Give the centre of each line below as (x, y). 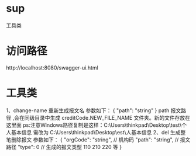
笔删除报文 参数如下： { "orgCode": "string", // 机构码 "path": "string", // (92, 140)
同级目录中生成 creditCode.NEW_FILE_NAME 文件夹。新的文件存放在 (107, 117)
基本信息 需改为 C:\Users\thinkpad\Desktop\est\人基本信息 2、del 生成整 (98, 132)
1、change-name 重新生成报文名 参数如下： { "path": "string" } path (88, 110)
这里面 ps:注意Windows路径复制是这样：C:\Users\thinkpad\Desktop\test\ (94, 125)
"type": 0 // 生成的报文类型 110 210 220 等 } (69, 147)
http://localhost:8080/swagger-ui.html (52, 67)
